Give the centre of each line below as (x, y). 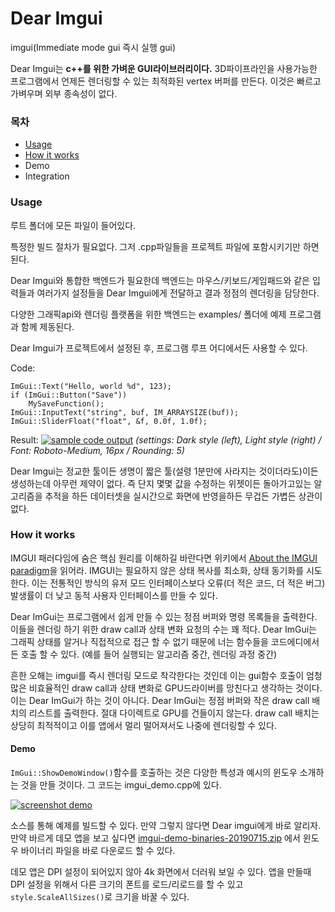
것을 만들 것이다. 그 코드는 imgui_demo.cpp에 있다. (121, 785)
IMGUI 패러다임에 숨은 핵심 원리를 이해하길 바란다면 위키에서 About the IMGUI (164, 558)
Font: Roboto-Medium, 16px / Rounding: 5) (97, 450)
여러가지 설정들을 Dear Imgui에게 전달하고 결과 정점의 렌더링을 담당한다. (178, 293)
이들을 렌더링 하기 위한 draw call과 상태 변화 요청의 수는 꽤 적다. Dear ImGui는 (163, 629)
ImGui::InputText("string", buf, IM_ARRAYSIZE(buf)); (125, 412)
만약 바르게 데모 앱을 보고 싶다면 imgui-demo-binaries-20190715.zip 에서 (155, 838)
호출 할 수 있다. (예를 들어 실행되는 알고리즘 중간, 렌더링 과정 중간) (149, 654)
